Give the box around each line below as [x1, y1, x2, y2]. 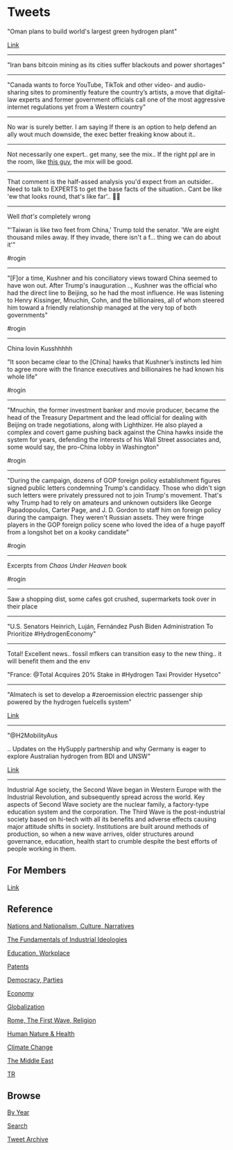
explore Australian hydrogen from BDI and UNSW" [7, 752, 151, 760]
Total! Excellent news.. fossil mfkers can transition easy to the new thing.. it [7, 649, 222, 657]
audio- [187, 81, 206, 89]
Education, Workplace [7, 948, 71, 957]
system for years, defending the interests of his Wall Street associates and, [7, 435, 222, 443]
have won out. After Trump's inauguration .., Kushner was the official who [7, 281, 217, 289]
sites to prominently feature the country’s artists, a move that [30, 88, 205, 96]
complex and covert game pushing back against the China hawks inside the [7, 428, 223, 436]
